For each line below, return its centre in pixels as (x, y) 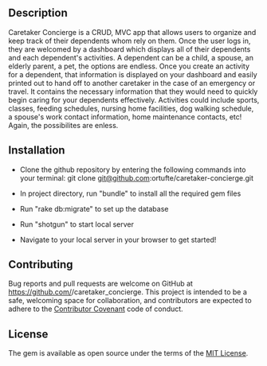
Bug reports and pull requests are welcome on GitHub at (101, 284)
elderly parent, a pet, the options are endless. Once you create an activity (129, 66)
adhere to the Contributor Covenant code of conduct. (96, 309)
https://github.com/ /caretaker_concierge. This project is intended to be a (128, 292)
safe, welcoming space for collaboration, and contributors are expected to (130, 301)
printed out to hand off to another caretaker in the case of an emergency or (132, 83)
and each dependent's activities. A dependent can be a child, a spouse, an (131, 57)
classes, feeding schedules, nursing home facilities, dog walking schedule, (131, 108)
